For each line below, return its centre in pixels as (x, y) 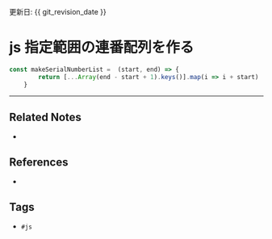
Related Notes (45, 117)
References (39, 162)
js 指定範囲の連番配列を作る (102, 48)
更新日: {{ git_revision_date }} (58, 12)
